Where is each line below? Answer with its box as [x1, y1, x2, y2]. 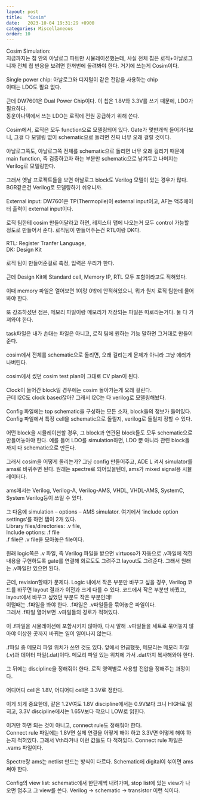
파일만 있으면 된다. [17, 564, 60, 572]
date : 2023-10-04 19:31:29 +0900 [6, 20, 95, 26]
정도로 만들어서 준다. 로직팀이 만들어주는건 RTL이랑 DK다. [6, 227, 141, 234]
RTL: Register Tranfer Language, [6, 240, 87, 247]
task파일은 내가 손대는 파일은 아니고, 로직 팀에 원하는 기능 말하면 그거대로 [6, 330, 177, 337]
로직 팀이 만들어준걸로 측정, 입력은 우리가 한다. [6, 259, 115, 267]
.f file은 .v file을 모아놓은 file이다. [6, 536, 85, 543]
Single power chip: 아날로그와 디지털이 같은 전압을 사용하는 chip [6, 76, 158, 83]
